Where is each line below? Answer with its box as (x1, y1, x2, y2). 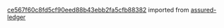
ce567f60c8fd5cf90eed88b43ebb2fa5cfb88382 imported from (7, 6, 189, 14)
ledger (7, 13, 26, 21)
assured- (190, 6, 217, 14)
